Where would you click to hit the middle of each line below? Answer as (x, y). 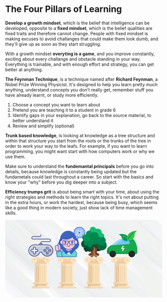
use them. (15, 156)
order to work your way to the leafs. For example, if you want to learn (76, 146)
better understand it (33, 120)
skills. (11, 213)
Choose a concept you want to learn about (56, 104)
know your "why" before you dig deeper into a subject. (62, 182)
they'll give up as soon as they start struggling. (53, 44)
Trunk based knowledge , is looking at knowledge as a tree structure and (80, 135)
